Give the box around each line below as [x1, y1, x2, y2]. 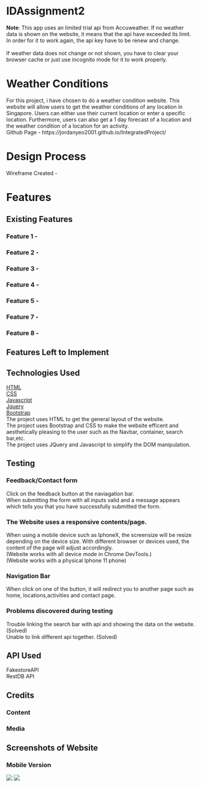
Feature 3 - [6, 265, 39, 273]
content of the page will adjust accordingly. [6, 544, 113, 551]
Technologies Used [6, 368, 80, 378]
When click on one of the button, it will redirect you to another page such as [6, 585, 194, 593]
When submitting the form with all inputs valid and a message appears [6, 496, 180, 503]
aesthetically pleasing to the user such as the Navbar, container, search [6, 428, 183, 435]
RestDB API [6, 673, 35, 680]
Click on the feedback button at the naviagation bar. [6, 490, 134, 497]
